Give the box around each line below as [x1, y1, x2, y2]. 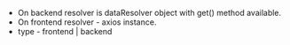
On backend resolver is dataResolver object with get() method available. [17, 8, 282, 18]
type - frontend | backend [17, 26, 113, 36]
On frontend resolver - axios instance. [17, 17, 157, 27]
